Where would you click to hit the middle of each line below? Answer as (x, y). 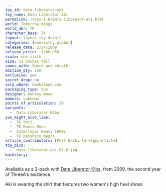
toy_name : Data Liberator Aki (37, 15)
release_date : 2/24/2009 (31, 47)
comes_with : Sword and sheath (37, 66)
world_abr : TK (20, 29)
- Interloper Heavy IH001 (38, 131)
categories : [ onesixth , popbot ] (39, 43)
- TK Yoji (21, 122)
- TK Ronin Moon (28, 127)
